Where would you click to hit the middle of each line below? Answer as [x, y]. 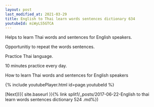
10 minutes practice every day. [36, 66]
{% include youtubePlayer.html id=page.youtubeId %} [60, 85]
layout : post [18, 10]
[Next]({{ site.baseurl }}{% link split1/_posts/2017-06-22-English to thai [77, 94]
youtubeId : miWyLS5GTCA [30, 23]
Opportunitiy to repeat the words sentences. [50, 47]
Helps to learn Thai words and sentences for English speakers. [69, 37]
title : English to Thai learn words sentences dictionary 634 [70, 19]
